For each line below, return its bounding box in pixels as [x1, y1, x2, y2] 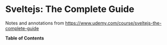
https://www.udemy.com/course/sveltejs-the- [65, 20, 162, 26]
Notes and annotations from [5, 20, 64, 26]
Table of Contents [5, 35, 44, 41]
